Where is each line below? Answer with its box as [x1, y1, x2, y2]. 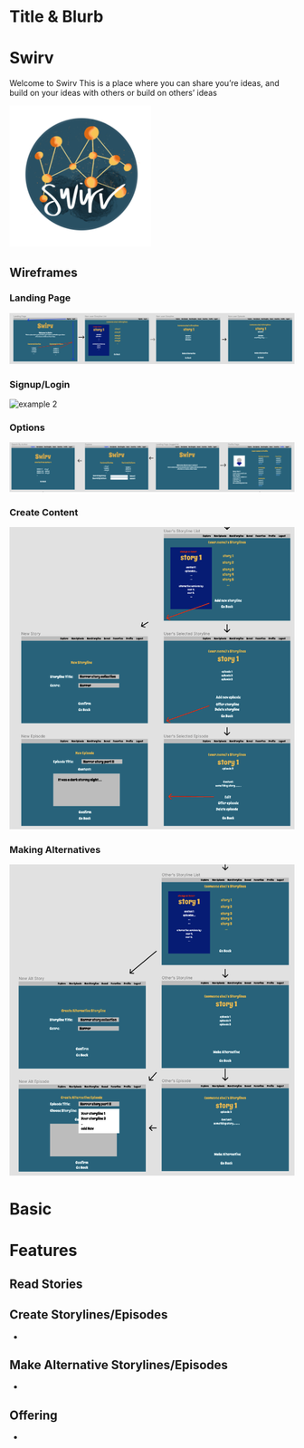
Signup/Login [9, 378, 71, 390]
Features [9, 1241, 78, 1261]
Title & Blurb [9, 6, 104, 27]
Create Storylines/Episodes [9, 1307, 168, 1323]
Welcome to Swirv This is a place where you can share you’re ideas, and [9, 78, 280, 89]
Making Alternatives [9, 843, 101, 856]
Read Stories [9, 1276, 83, 1291]
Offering [9, 1407, 58, 1423]
